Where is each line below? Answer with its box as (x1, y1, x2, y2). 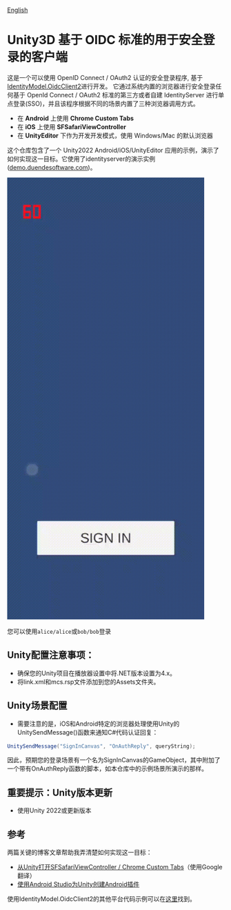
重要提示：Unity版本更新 (7, 786, 112, 798)
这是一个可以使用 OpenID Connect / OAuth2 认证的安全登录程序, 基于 (7, 73, 203, 81)
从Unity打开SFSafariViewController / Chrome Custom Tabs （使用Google (17, 863, 223, 871)
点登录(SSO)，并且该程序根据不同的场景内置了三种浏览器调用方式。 (7, 99, 199, 108)
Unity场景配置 (7, 700, 68, 712)
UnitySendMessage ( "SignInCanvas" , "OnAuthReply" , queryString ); (7, 742, 196, 750)
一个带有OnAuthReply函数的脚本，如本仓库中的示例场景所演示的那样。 (7, 764, 208, 773)
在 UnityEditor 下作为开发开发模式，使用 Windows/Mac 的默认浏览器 (17, 131, 214, 139)
